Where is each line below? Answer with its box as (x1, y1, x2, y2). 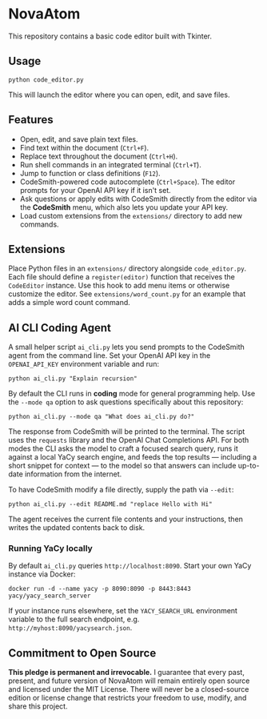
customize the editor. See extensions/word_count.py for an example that (8, 289, 246, 299)
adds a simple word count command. (8, 298, 130, 307)
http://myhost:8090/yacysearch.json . (8, 623, 133, 633)
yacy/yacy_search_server (8, 592, 91, 601)
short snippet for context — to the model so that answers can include (8, 461, 237, 471)
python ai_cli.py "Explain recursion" (8, 375, 137, 383)
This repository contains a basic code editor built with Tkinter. (8, 31, 213, 41)
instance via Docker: (8, 569, 76, 579)
